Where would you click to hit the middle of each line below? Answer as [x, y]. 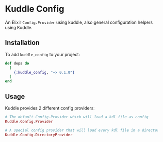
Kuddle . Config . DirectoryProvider [39, 135]
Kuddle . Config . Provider [29, 121]
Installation [22, 43]
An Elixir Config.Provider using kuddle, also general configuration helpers [79, 22]
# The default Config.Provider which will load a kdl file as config [77, 117]
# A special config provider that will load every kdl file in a [72, 130]
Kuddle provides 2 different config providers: [50, 108]
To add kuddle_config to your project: [42, 54]
